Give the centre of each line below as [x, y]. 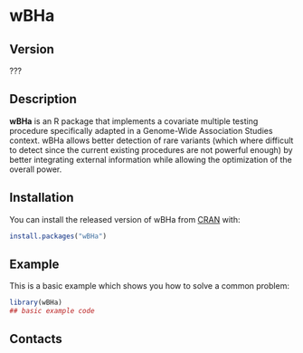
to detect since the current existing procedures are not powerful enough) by [151, 149]
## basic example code [52, 311]
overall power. [36, 169]
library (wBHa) [36, 303]
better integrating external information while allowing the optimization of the [151, 159]
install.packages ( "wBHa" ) [58, 236]
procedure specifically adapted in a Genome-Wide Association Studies [141, 130]
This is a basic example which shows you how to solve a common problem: [149, 286]
